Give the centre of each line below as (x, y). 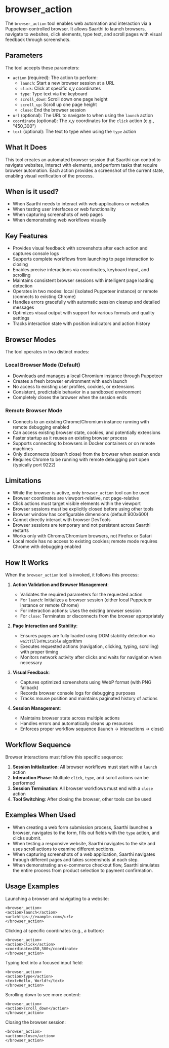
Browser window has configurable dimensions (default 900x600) (80, 514)
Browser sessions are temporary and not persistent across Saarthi (81, 525)
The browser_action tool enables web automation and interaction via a (78, 23)
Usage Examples (32, 887)
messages (23, 307)
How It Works (27, 563)
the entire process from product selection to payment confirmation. (83, 870)
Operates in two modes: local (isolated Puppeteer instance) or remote (85, 291)
